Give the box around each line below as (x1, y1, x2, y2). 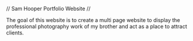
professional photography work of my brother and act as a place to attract (6, 23, 187, 30)
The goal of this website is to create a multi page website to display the (6, 17, 181, 23)
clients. (6, 29, 24, 36)
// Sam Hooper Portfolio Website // (6, 5, 91, 12)
